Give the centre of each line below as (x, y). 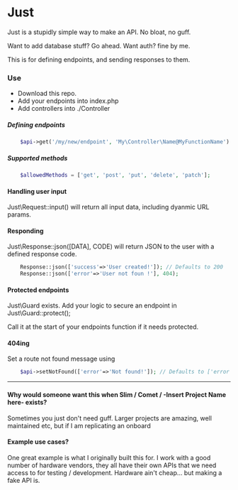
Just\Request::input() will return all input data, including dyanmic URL (108, 207)
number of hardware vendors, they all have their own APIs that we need (112, 465)
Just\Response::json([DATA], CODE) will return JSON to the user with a (111, 246)
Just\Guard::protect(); (39, 313)
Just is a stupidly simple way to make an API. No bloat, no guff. (99, 32)
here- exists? (27, 402)
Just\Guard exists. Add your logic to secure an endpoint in (92, 305)
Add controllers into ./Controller (64, 109)
